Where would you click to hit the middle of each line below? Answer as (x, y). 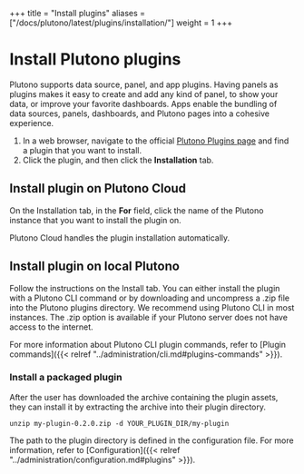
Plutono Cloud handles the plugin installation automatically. (120, 237)
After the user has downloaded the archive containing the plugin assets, (144, 397)
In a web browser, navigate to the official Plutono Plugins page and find (156, 141)
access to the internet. (51, 327)
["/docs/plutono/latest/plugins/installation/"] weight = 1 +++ (121, 23)
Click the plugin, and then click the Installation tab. (118, 160)
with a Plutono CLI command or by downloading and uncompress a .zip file (150, 298)
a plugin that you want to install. (82, 150)
